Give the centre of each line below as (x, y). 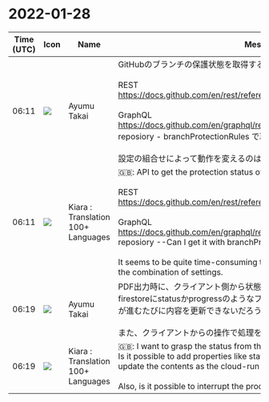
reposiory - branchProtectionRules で (189, 136)
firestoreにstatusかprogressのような (186, 299)
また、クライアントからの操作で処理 (186, 332)
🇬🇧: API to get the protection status (186, 171)
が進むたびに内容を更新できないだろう (190, 311)
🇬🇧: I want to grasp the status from (185, 346)
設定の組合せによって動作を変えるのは (190, 159)
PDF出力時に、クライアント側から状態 (190, 287)
